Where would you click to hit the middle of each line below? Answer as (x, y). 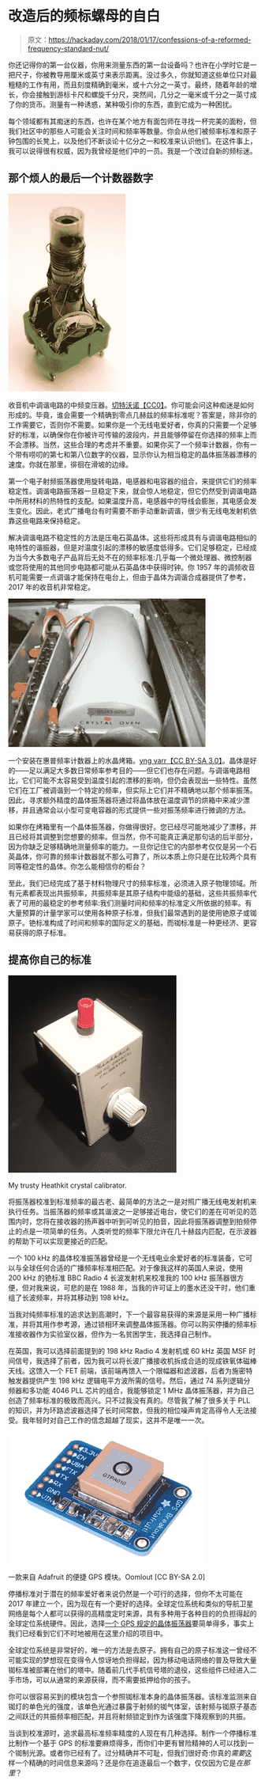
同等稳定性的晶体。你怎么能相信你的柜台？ (77, 866)
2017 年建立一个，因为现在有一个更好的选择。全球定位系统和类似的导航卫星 (131, 1604)
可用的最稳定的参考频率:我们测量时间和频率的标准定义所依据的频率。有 (137, 903)
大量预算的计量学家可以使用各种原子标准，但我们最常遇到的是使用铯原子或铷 (132, 913)
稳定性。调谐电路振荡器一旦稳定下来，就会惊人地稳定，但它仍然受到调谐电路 (132, 491)
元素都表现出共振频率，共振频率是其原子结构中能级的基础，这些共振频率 (132, 893)
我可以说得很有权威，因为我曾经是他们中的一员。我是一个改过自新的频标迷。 (132, 150)
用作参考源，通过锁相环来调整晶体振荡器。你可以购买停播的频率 (146, 1324)
